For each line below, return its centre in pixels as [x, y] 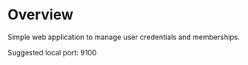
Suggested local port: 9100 [52, 52]
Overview [41, 15]
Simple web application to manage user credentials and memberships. [124, 37]
